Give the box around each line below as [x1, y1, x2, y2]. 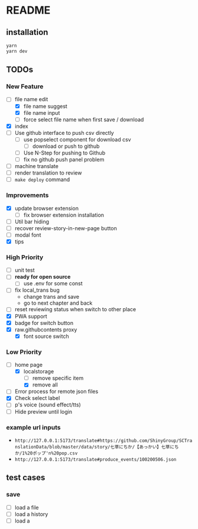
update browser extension [14, 205, 79, 212]
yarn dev [6, 48, 28, 54]
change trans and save [23, 293, 80, 301]
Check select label [14, 395, 60, 402]
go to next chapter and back [23, 299, 93, 307]
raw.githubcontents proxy [14, 326, 77, 333]
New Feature [6, 82, 44, 91]
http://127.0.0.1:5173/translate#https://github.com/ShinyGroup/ [14, 437, 179, 444]
